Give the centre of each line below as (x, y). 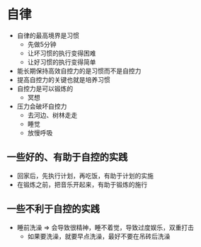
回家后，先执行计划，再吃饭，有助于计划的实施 (85, 176)
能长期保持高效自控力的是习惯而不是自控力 (79, 71)
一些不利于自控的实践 (53, 209)
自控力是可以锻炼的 (45, 88)
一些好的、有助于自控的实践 (67, 157)
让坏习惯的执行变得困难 (62, 53)
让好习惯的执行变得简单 (62, 62)
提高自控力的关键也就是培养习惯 (63, 79)
